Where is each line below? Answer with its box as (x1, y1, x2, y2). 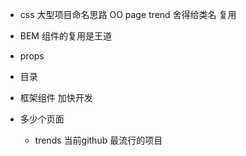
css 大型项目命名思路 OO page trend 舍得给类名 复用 (19, 9, 237, 20)
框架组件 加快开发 (19, 92, 93, 103)
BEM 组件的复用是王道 (19, 30, 112, 42)
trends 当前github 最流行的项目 (34, 134, 163, 146)
